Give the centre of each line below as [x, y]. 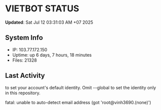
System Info [24, 38]
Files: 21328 [24, 60]
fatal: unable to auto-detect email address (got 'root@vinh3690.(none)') [78, 102]
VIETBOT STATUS [42, 9]
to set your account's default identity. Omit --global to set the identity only [81, 87]
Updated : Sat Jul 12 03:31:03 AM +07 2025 [49, 22]
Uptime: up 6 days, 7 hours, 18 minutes [52, 55]
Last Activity [25, 76]
